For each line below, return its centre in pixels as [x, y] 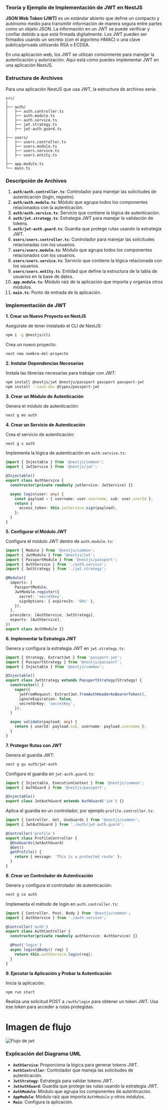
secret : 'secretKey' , [41, 596]
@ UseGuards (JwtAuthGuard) [37, 843]
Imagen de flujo [38, 1027]
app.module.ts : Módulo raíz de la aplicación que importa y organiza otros [88, 282]
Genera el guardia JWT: [30, 755]
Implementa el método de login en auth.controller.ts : [62, 904]
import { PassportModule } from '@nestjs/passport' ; [62, 559]
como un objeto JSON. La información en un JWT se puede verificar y [78, 29]
